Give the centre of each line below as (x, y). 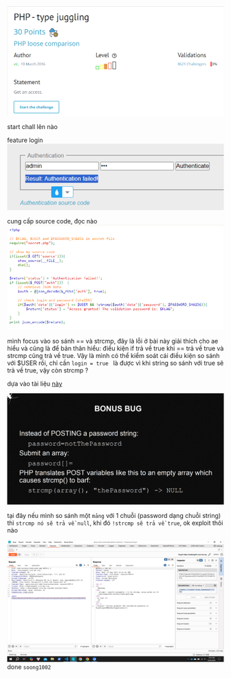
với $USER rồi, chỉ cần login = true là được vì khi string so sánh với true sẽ (115, 363)
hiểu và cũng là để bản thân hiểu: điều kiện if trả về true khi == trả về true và (115, 348)
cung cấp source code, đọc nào (52, 221)
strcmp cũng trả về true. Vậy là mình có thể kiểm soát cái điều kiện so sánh (113, 356)
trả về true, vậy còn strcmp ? (48, 370)
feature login (25, 140)
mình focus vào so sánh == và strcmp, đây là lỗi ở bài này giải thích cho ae (113, 341)
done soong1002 (29, 667)
